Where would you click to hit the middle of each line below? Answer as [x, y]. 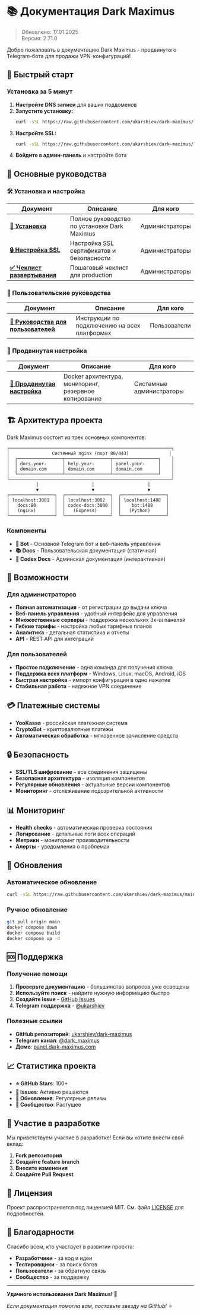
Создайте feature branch [47, 1162]
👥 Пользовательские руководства [59, 293]
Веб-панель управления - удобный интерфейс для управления [96, 614]
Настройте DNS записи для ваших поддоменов [76, 104]
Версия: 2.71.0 [39, 38]
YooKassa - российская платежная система [72, 723]
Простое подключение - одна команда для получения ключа [94, 667]
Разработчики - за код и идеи [54, 1258]
